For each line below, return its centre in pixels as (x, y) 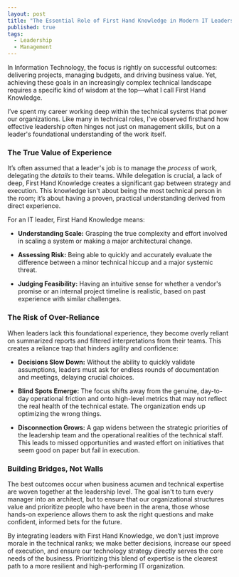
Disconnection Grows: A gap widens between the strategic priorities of (123, 427)
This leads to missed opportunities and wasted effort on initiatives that (121, 442)
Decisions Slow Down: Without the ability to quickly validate (106, 362)
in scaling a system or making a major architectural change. (105, 241)
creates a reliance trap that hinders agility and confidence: (93, 348)
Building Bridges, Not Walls (55, 469)
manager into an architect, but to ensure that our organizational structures (116, 499)
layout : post (27, 14)
